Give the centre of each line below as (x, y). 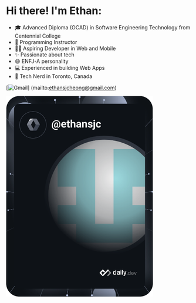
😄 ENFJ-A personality (41, 61)
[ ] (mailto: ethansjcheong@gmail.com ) (62, 87)
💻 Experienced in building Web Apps (60, 68)
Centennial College (38, 36)
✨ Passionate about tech (44, 55)
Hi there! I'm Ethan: (54, 11)
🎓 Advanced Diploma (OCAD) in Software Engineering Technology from (102, 27)
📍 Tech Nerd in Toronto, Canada (53, 76)
